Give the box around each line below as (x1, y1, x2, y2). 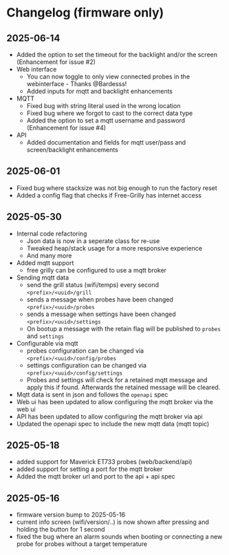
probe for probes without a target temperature (16, 540, 148, 548)
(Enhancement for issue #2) (16, 58, 96, 66)
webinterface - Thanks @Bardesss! (26, 80, 127, 87)
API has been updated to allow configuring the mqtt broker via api (16, 412, 204, 421)
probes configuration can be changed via (26, 346, 144, 355)
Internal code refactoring (16, 229, 87, 238)
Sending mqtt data (16, 273, 69, 282)
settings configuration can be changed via (26, 361, 147, 369)
